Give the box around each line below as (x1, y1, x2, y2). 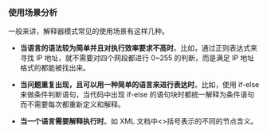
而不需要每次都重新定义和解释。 (19, 100, 125, 109)
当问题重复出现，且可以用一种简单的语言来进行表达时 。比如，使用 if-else (19, 80, 260, 89)
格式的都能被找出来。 (19, 63, 90, 73)
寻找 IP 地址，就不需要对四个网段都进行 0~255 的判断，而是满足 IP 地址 (19, 53, 255, 63)
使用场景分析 (8, 6, 58, 17)
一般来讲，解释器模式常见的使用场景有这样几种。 (8, 26, 169, 36)
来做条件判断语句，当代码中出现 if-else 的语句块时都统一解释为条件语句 (19, 89, 255, 100)
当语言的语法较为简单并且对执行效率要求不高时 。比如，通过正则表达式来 (19, 44, 257, 53)
